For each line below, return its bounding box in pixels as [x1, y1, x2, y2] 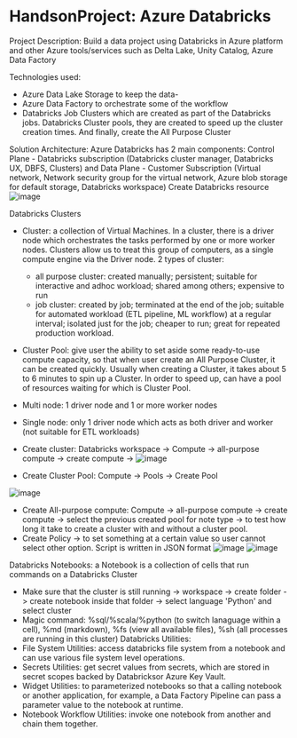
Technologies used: [9, 71, 82, 82]
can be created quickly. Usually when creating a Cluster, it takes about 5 [21, 363, 286, 374]
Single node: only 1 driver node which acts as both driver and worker [21, 417, 273, 427]
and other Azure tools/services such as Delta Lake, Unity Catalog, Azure [9, 44, 274, 55]
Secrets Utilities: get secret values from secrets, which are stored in [21, 662, 270, 672]
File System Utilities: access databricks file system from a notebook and [21, 642, 285, 654]
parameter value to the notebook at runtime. [21, 699, 184, 710]
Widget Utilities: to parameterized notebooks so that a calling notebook [21, 680, 282, 691]
